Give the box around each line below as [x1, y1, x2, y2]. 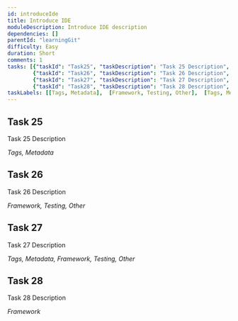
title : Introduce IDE [7, 17, 72, 24]
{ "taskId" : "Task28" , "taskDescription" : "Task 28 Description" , [33, 83, 230, 90]
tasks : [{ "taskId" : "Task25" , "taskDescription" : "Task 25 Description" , [7, 63, 230, 70]
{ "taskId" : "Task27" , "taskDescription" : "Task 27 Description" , [33, 76, 230, 84]
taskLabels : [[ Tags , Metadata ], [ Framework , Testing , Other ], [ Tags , [7, 89, 223, 96]
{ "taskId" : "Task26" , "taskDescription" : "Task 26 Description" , [33, 69, 230, 77]
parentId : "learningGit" [7, 37, 81, 44]
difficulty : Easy [7, 43, 59, 50]
